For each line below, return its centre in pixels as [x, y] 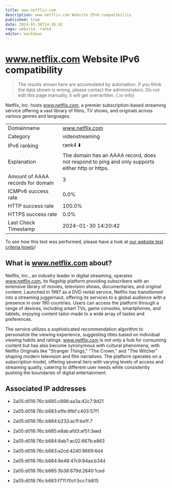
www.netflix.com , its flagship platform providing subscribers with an [77, 281]
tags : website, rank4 [28, 29]
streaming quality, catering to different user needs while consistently [78, 367]
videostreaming [81, 136]
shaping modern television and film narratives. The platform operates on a [83, 356]
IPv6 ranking [23, 146]
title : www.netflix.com [31, 10]
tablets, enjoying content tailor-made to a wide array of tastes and [75, 314]
